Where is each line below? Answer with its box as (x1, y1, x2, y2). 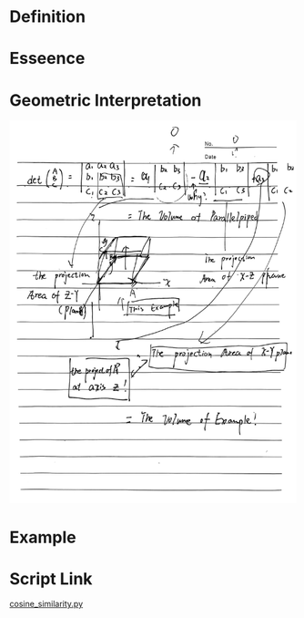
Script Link (9, 568, 93, 589)
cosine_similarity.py (9, 599, 84, 610)
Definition (9, 6, 86, 27)
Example (9, 527, 76, 548)
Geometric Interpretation (9, 89, 202, 110)
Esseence (9, 48, 86, 69)
